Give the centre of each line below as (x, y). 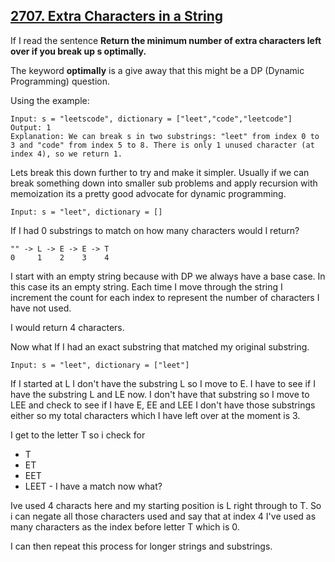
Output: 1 (31, 127)
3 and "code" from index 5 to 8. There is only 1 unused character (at (162, 145)
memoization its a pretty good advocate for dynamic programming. (148, 193)
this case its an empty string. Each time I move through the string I (146, 286)
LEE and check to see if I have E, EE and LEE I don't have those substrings (163, 405)
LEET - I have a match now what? (93, 486)
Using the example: (50, 100)
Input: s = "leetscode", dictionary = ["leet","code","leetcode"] (151, 119)
